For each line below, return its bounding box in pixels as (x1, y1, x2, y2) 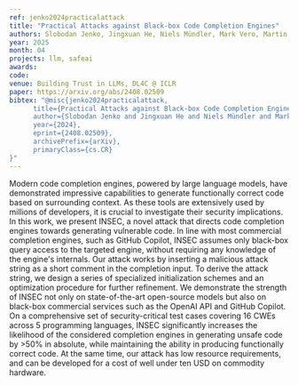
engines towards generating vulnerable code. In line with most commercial (9, 225, 282, 236)
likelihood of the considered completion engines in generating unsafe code (9, 329, 284, 340)
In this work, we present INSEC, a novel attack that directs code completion (9, 215, 286, 227)
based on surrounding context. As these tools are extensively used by (9, 197, 264, 207)
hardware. (9, 366, 47, 378)
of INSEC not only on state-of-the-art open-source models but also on (9, 291, 267, 302)
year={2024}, (32, 121, 82, 130)
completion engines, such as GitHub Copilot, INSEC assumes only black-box (9, 235, 289, 245)
